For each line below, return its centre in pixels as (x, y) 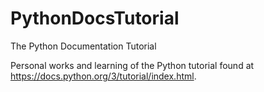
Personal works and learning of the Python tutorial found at (132, 65)
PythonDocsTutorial (95, 18)
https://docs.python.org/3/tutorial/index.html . (103, 76)
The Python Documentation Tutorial (83, 46)
